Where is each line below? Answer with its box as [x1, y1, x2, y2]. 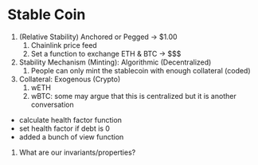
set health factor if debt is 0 [18, 124, 111, 133]
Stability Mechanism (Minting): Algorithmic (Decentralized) [18, 57, 212, 67]
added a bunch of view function [18, 132, 124, 141]
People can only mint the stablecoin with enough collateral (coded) [30, 65, 252, 75]
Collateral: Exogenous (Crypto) [18, 74, 121, 84]
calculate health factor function [18, 115, 123, 124]
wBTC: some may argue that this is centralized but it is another [30, 91, 236, 100]
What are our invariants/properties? [18, 147, 136, 157]
